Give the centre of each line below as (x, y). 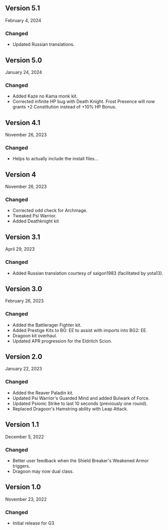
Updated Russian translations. (43, 44)
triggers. (21, 466)
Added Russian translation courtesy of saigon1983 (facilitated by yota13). (88, 273)
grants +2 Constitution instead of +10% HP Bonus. (64, 107)
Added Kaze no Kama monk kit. (45, 96)
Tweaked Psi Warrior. (34, 216)
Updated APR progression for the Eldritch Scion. (62, 341)
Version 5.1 (23, 8)
